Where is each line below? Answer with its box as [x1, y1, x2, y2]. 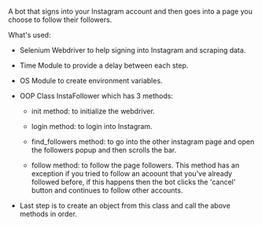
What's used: [8, 31, 51, 39]
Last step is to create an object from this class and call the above [19, 201, 231, 210]
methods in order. [19, 209, 77, 219]
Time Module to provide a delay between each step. [19, 61, 189, 70]
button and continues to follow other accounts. [31, 186, 183, 195]
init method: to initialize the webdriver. [31, 106, 155, 116]
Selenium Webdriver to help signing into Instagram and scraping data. [19, 46, 246, 54]
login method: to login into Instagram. [31, 122, 153, 131]
